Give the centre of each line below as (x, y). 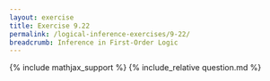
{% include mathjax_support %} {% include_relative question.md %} (135, 68)
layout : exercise (42, 17)
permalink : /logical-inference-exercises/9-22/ (100, 34)
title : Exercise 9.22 (50, 26)
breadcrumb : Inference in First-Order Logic (94, 42)
